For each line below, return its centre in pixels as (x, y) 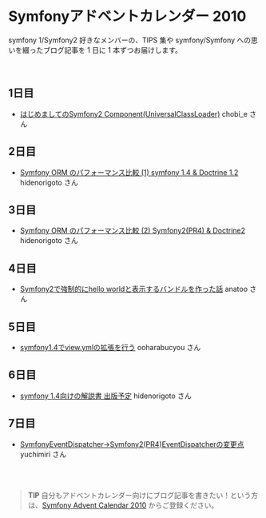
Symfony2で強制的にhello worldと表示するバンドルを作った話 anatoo (134, 289)
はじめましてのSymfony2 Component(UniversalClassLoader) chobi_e (133, 114)
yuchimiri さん (43, 454)
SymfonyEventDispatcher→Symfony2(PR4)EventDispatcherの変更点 (132, 444)
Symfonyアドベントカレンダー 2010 (127, 16)
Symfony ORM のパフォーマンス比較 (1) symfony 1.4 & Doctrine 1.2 (129, 172)
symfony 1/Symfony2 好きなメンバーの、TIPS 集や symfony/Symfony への (130, 40)
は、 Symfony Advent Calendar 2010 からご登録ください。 (123, 505)
